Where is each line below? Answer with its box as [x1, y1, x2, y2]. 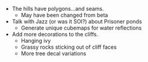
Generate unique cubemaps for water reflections [20, 24, 142, 31]
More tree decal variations [20, 50, 87, 57]
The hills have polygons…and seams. [11, 5, 104, 12]
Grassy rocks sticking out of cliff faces [20, 43, 117, 51]
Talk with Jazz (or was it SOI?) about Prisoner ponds [11, 18, 143, 25]
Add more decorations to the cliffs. [11, 31, 98, 38]
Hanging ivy [20, 37, 51, 44]
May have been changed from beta [20, 11, 108, 19]
